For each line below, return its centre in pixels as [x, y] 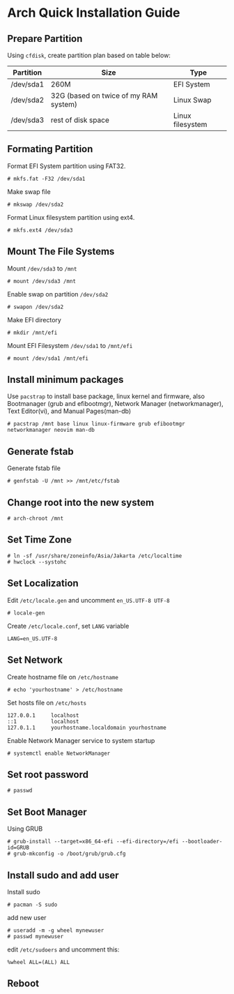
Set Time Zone [39, 540]
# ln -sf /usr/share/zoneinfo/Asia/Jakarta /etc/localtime [95, 556]
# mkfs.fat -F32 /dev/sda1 [46, 179]
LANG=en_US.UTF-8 [32, 639]
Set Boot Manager [47, 812]
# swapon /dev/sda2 [36, 307]
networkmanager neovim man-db [51, 430]
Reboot [23, 984]
